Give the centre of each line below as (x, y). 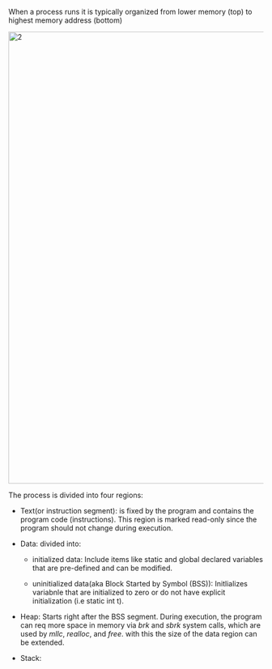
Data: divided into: (51, 543)
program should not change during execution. (96, 528)
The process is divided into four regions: (76, 495)
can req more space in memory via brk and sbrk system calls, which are (140, 625)
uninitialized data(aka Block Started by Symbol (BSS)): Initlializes (140, 584)
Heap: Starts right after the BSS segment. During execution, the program (141, 616)
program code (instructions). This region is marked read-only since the (138, 519)
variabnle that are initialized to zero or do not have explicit (129, 592)
